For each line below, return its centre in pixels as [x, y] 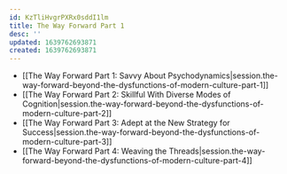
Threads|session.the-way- [217, 151]
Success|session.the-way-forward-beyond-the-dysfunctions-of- [141, 132]
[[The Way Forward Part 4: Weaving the [94, 151]
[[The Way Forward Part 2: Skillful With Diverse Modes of [126, 95]
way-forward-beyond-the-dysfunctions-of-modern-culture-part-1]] [145, 85]
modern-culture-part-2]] [67, 114]
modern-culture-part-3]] [67, 142]
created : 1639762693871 [53, 51]
